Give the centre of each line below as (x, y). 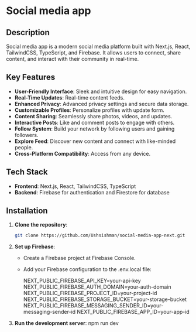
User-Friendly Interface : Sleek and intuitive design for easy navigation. (101, 91)
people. (24, 147)
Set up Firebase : (35, 247)
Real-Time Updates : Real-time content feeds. (69, 97)
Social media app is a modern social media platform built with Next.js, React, (98, 46)
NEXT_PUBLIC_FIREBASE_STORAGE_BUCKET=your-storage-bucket (105, 299)
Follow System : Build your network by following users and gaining (94, 129)
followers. (26, 135)
